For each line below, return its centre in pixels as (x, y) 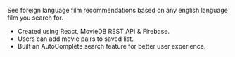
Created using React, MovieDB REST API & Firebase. (94, 31)
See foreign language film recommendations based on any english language (118, 10)
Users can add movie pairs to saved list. (75, 39)
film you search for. (35, 18)
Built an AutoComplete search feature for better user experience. (112, 46)
